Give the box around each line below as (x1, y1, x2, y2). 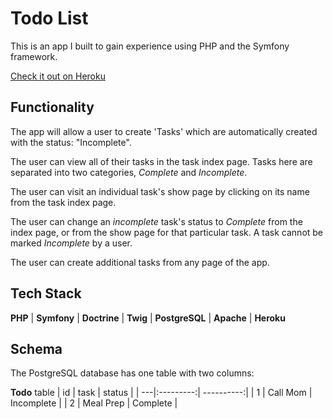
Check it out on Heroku (10, 70, 106, 82)
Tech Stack (10, 285, 82, 302)
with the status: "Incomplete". (10, 136, 132, 148)
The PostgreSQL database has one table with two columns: (10, 367, 255, 379)
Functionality (10, 99, 95, 116)
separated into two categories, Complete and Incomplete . (10, 166, 248, 178)
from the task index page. (10, 196, 117, 208)
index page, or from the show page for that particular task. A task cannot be (10, 226, 324, 238)
